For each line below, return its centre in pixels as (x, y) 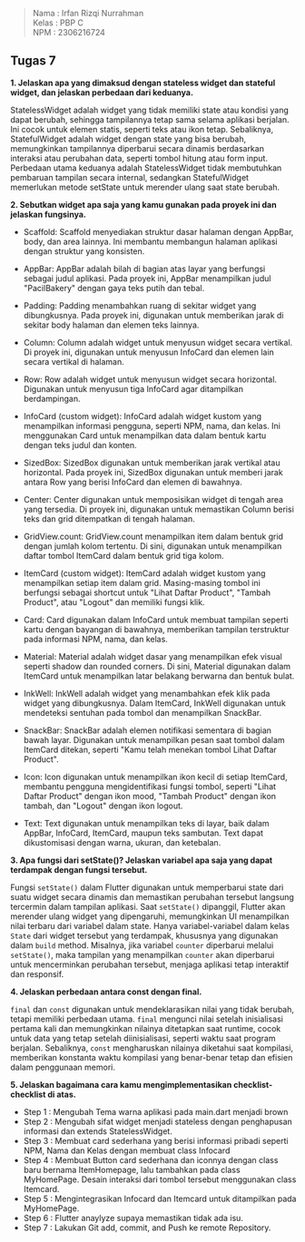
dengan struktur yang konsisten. (84, 251)
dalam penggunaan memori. (63, 1067)
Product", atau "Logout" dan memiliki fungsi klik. (114, 601)
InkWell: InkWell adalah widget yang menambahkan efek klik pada (147, 693)
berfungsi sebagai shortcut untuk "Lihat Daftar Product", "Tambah (147, 592)
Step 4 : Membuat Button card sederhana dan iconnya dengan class (151, 1159)
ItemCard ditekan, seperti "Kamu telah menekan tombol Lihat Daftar (150, 749)
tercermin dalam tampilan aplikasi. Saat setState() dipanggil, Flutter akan (148, 906)
